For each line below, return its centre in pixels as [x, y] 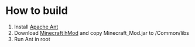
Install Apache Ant [36, 27]
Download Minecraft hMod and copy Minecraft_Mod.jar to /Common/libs [102, 32]
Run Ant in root [32, 39]
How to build [37, 11]
